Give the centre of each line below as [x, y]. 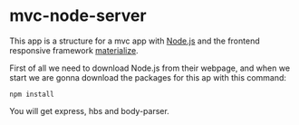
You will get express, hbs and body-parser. [89, 111]
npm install [32, 94]
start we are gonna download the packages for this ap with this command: [148, 77]
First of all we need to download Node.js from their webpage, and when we [150, 68]
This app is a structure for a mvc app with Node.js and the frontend [135, 41]
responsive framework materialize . [74, 50]
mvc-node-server [78, 16]
